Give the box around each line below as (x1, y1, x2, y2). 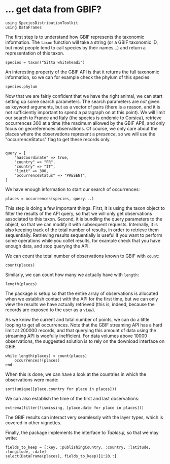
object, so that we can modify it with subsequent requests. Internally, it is (5, 221, 158, 227)
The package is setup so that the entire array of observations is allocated (5, 290, 158, 296)
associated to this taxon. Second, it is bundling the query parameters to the (5, 215, 162, 222)
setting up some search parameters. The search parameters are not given (5, 98, 160, 104)
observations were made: (5, 376, 59, 383)
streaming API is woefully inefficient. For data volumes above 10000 (5, 333, 147, 339)
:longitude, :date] (5, 449, 47, 454)
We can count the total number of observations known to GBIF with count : (5, 253, 160, 259)
